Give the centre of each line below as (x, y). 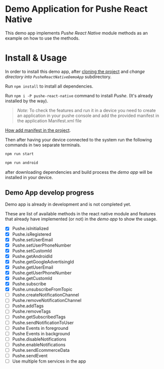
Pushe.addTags (28, 306)
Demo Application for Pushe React (76, 9)
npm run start (20, 154)
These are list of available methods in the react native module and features (80, 214)
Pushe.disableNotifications (39, 339)
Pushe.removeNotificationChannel (47, 300)
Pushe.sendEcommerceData (41, 350)
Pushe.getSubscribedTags (39, 317)
